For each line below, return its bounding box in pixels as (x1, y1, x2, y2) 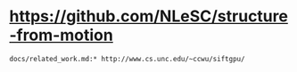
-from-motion (9, 25, 113, 45)
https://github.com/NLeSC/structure (9, 6, 288, 27)
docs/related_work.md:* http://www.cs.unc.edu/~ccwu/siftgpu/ (9, 54, 245, 63)
